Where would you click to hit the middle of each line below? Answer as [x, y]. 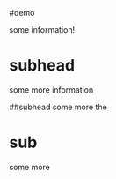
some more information [51, 89]
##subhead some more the [58, 107]
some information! [42, 30]
